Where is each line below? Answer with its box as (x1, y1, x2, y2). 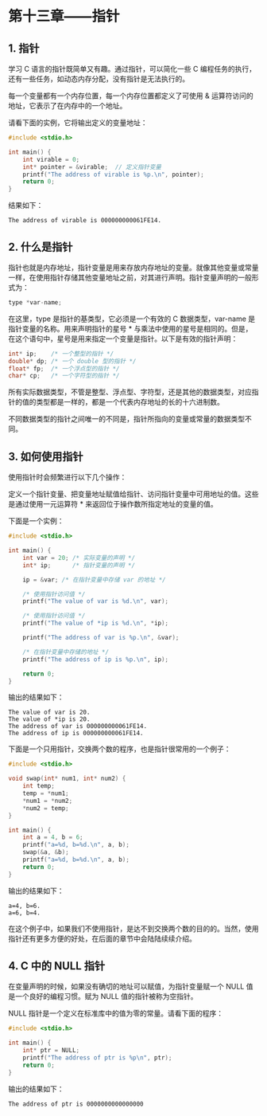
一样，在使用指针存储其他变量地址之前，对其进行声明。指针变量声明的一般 (8, 272, 252, 282)
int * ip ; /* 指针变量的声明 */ (22, 561, 136, 570)
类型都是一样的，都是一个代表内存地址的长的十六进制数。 (35, 397, 224, 407)
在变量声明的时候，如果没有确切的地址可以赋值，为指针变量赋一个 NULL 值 (8, 981, 253, 992)
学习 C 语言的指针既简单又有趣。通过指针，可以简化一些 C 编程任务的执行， (8, 65, 257, 73)
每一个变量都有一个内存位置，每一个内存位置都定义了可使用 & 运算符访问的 (8, 91, 253, 100)
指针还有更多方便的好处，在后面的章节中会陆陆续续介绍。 (8, 934, 196, 943)
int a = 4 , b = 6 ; (22, 833, 83, 841)
